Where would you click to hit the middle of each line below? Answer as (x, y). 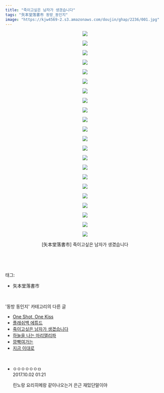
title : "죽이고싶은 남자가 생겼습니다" (40, 10)
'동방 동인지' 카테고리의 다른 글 (36, 306)
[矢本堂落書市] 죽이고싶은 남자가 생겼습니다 (85, 244)
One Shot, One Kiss (33, 317)
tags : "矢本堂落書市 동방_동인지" (37, 15)
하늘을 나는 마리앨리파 (34, 335)
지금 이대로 (24, 348)
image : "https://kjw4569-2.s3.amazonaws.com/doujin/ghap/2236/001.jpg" (82, 19)
